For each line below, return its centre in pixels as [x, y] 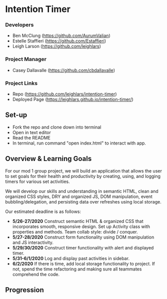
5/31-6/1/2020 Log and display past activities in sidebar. [71, 258]
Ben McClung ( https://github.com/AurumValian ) [61, 35]
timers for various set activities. [37, 181]
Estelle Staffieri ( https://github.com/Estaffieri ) [59, 41]
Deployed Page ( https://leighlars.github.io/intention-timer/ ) [73, 99]
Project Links [21, 83]
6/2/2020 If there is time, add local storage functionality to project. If [83, 263]
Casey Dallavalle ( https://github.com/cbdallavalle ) [63, 70]
